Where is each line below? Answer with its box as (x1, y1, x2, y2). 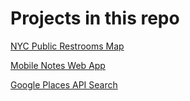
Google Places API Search (10, 78, 118, 91)
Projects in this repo (10, 7, 180, 30)
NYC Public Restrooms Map (10, 40, 125, 52)
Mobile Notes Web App (10, 59, 106, 71)
